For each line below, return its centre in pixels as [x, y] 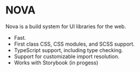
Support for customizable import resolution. [66, 56]
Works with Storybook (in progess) [56, 63]
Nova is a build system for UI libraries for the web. [66, 26]
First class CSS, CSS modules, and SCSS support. [74, 44]
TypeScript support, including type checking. [69, 50]
